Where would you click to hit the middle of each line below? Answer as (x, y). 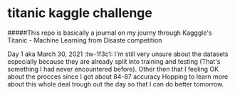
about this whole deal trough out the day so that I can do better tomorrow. (116, 84)
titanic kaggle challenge (80, 13)
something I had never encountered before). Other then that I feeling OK (113, 69)
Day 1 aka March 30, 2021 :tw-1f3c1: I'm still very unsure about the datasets (118, 54)
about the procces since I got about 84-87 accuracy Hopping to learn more (118, 77)
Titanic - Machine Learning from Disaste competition (85, 40)
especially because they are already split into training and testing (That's (114, 61)
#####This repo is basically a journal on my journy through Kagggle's (110, 33)
